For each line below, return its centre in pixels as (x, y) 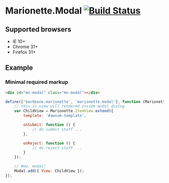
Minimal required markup (37, 82)
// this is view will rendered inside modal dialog (69, 106)
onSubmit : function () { (49, 125)
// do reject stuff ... (57, 148)
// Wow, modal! (30, 166)
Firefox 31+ (24, 52)
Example (19, 68)
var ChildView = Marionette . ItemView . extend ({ (64, 111)
